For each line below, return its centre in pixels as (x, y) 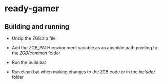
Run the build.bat (29, 62)
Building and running (37, 27)
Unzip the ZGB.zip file (33, 38)
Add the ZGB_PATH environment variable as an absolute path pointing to (84, 48)
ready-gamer (32, 9)
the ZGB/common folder (36, 53)
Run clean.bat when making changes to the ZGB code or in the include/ (83, 72)
